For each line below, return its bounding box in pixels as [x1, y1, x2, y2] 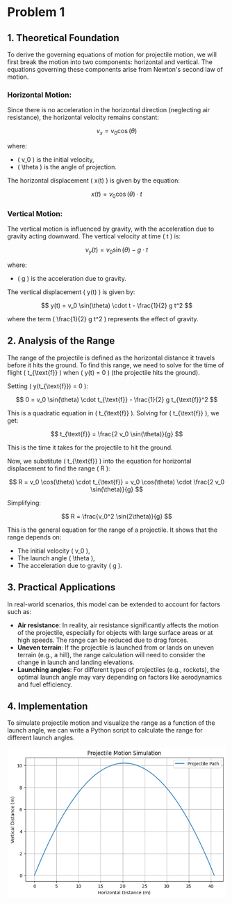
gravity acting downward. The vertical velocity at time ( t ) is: [7, 232, 181, 240]
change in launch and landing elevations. [17, 658, 135, 666]
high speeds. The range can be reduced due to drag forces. [17, 636, 189, 644]
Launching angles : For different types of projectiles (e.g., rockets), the [17, 665, 220, 673]
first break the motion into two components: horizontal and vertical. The [7, 58, 213, 66]
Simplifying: [7, 498, 42, 507]
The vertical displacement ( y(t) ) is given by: [7, 287, 135, 296]
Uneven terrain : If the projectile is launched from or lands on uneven [17, 643, 214, 652]
